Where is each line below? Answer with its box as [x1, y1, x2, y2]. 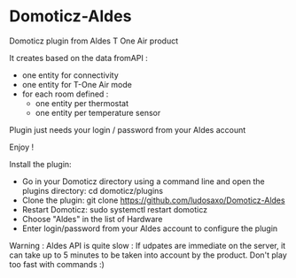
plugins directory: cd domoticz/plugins [21, 185, 164, 196]
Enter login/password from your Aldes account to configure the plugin [21, 223, 278, 234]
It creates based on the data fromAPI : [9, 52, 148, 63]
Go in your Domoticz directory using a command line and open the [21, 175, 265, 187]
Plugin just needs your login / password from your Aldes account [9, 124, 246, 135]
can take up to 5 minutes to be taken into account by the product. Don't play [9, 250, 288, 260]
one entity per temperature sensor [35, 107, 161, 118]
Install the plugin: [9, 158, 73, 169]
